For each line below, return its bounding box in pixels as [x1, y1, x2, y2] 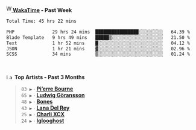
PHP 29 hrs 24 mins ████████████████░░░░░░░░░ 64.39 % [6, 29, 190, 35]
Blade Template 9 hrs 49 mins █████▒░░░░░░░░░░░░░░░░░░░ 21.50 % [6, 34, 190, 41]
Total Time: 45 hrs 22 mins [6, 18, 77, 24]
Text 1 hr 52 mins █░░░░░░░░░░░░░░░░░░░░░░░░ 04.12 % [6, 40, 190, 46]
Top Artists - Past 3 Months [14, 74, 85, 81]
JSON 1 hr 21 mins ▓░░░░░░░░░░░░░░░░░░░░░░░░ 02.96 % [6, 46, 190, 52]
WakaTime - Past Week [13, 7, 72, 14]
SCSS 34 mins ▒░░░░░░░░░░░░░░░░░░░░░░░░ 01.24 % [6, 51, 190, 58]
